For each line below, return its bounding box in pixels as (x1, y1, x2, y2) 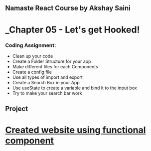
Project (5, 105, 28, 113)
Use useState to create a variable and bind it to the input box (12, 85, 137, 91)
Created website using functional (5, 125, 146, 136)
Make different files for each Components (12, 63, 98, 69)
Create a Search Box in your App (12, 79, 80, 85)
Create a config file (12, 69, 52, 75)
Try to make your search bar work (12, 90, 82, 96)
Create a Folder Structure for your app (12, 58, 91, 64)
